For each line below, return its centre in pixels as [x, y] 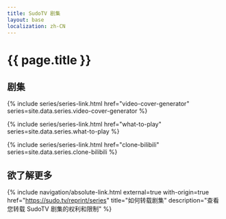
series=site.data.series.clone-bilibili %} [62, 152]
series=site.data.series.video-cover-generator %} [77, 111]
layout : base [26, 20]
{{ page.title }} [49, 60]
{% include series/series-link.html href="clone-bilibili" [83, 145]
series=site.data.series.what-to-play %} [63, 131]
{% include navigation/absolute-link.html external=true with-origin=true [108, 192]
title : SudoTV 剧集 [34, 13]
